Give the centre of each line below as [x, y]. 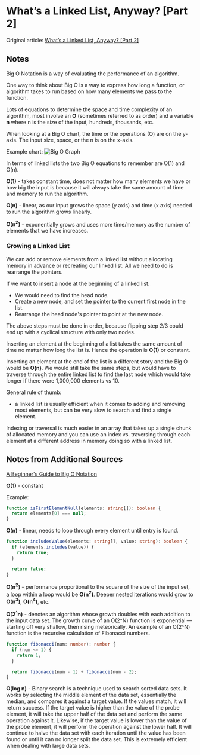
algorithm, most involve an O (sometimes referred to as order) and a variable [100, 115]
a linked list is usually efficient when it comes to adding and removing [100, 404]
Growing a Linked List [38, 246]
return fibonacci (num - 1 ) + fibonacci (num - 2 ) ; [74, 672]
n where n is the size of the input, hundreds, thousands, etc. [80, 122]
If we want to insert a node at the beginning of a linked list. [78, 283]
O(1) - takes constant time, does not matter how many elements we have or [99, 181]
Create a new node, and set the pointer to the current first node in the [100, 301]
